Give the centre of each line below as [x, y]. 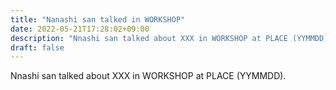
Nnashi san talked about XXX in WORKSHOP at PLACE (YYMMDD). [148, 76]
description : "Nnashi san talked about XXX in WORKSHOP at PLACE [149, 38]
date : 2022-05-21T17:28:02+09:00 [80, 29]
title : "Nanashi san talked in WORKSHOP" [98, 19]
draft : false [37, 47]
